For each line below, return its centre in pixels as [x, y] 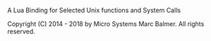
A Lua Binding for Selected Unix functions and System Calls [94, 10]
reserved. [21, 31]
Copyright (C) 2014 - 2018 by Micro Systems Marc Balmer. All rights [106, 24]
